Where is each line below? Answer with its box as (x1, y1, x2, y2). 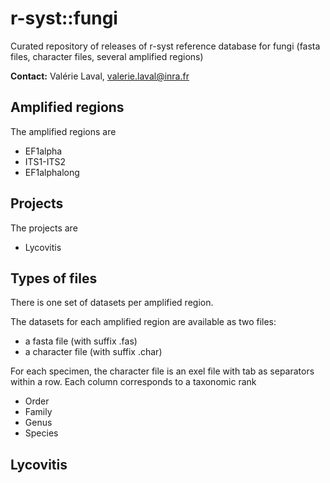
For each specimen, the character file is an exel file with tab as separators (10, 365, 315, 377)
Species (24, 427, 59, 439)
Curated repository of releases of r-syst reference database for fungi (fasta (10, 40, 321, 52)
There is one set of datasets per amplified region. (10, 297, 214, 309)
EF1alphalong (24, 166, 80, 178)
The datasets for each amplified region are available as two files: (10, 316, 277, 328)
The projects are (10, 222, 78, 234)
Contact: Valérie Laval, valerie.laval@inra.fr (10, 70, 190, 82)
